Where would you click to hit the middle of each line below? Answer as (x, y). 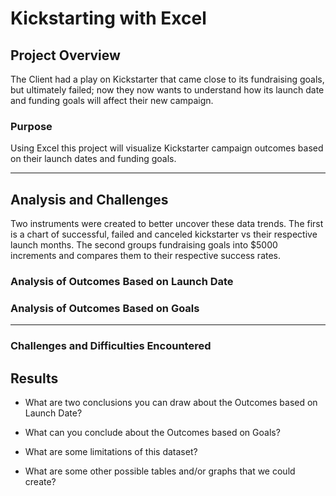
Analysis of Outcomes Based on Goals (105, 308)
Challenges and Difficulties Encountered (111, 346)
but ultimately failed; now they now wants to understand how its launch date (167, 90)
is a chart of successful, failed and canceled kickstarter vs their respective (164, 234)
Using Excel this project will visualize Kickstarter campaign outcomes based (167, 148)
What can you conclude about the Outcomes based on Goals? (152, 433)
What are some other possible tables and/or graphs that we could (160, 471)
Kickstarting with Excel (108, 18)
